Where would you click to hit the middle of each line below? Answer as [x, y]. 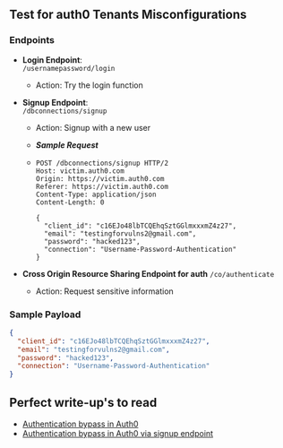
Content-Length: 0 [70, 202]
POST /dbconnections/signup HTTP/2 [102, 163]
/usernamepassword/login [69, 68]
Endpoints [32, 40]
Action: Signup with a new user [93, 127]
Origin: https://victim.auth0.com [100, 178]
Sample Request [67, 145]
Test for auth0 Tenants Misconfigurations [128, 15]
